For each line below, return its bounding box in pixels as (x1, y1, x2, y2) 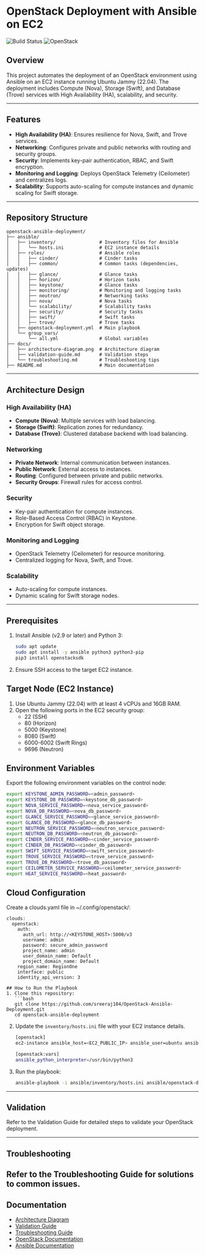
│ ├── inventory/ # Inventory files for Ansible (6, 240, 179, 246)
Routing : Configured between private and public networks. (15, 472, 164, 479)
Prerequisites (6, 616, 59, 626)
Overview (6, 55, 45, 65)
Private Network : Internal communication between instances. (15, 459, 171, 466)
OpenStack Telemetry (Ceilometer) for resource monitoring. (15, 550, 166, 557)
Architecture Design (6, 385, 85, 395)
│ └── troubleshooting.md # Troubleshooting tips (6, 357, 160, 363)
